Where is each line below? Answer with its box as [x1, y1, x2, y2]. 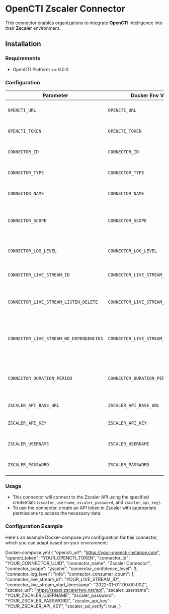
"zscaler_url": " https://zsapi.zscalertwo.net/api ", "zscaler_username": [5, 587, 150, 593]
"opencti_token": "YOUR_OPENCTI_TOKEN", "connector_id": [5, 554, 130, 561]
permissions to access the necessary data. [12, 510, 102, 516]
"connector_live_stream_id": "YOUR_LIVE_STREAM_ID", [5, 576, 120, 582]
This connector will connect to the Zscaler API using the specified [12, 494, 149, 500]
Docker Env [130, 92, 159, 99]
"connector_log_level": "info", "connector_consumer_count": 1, [5, 571, 135, 577]
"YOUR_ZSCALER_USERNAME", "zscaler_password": [5, 592, 115, 598]
